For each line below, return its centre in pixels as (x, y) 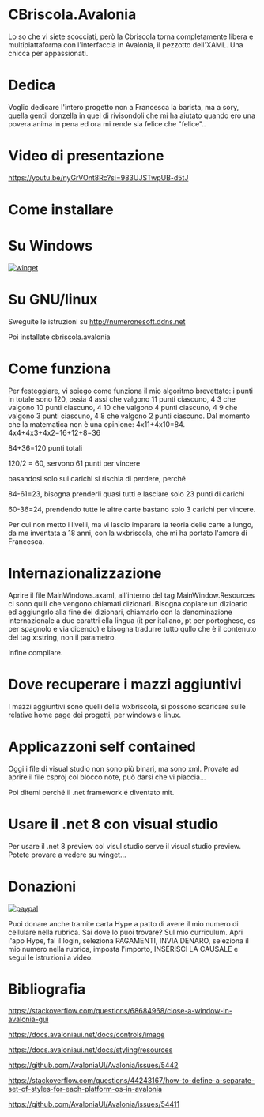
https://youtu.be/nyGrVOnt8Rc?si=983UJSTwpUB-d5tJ (98, 177)
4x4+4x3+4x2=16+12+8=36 (55, 432)
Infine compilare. (36, 652)
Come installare (61, 209)
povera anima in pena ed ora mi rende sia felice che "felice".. (107, 123)
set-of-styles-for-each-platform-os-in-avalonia (85, 1089)
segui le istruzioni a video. (51, 957)
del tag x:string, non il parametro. (62, 637)
